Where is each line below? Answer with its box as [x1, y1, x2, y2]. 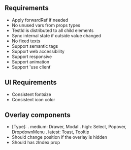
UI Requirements [4, 78, 57, 87]
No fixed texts [11, 38, 40, 44]
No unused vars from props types [11, 22, 81, 28]
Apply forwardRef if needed [11, 17, 68, 23]
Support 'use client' [11, 64, 52, 70]
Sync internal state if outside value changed [11, 32, 101, 38]
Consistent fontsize [11, 91, 51, 97]
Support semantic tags [11, 43, 58, 49]
